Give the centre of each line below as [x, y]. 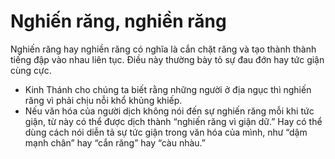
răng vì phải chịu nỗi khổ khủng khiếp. [103, 100]
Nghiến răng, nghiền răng [118, 21]
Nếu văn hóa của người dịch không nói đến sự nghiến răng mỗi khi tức [169, 111]
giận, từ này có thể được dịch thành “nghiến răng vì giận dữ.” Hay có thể [173, 121]
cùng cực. [31, 70]
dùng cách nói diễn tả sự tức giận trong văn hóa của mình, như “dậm [166, 132]
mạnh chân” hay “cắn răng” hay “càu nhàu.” [115, 142]
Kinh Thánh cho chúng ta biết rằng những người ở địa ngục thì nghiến [168, 89]
